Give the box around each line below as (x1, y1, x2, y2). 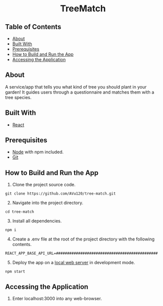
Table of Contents (5, 23, 62, 31)
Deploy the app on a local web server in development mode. (12, 260, 135, 266)
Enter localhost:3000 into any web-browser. (12, 296, 102, 302)
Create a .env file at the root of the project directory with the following (12, 236, 155, 242)
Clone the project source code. (12, 182, 76, 188)
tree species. (5, 94, 32, 100)
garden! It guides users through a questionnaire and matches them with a (5, 89, 155, 95)
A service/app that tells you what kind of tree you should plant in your (5, 84, 147, 90)
